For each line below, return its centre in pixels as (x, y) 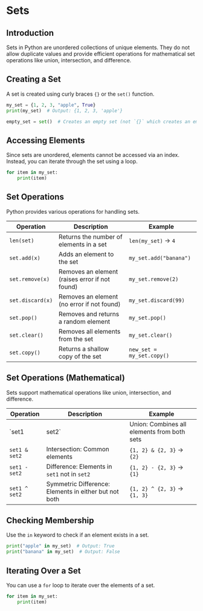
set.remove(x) (30, 279)
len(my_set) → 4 (152, 240)
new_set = (143, 349)
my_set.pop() (147, 318)
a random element (84, 322)
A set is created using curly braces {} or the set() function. (80, 94)
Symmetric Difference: (78, 484)
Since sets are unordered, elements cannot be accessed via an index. (93, 155)
